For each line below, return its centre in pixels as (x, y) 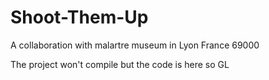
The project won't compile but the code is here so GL (120, 64)
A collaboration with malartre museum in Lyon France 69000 (135, 45)
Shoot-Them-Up (79, 17)
